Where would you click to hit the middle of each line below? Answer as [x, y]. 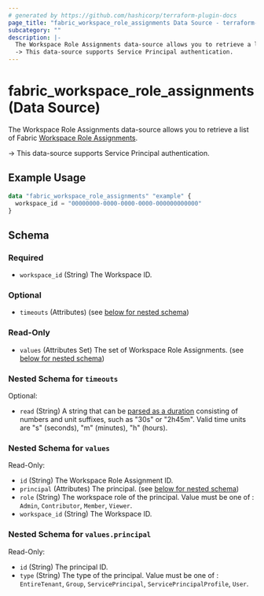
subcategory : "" [35, 30]
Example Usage [47, 178]
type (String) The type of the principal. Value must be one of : [119, 575]
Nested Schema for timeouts [63, 379]
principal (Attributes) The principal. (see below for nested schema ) [129, 489]
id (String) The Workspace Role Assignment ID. [96, 480]
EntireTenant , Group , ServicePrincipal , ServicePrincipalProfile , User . [134, 583]
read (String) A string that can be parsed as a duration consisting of [128, 411]
